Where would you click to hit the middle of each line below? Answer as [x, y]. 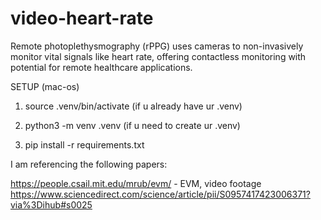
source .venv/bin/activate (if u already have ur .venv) [133, 106]
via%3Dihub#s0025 [51, 204]
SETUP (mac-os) [45, 86]
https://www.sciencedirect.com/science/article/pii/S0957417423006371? [160, 194]
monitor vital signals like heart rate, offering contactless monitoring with [158, 56]
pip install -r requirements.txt [84, 144]
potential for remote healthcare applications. [101, 67]
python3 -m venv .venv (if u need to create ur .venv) [132, 125]
